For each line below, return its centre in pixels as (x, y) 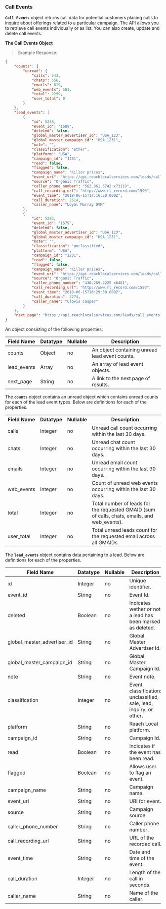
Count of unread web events (125, 483)
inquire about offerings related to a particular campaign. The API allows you (82, 23)
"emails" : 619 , (47, 85)
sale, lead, (141, 703)
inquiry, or (141, 710)
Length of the (145, 872)
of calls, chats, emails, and (122, 516)
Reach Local (144, 724)
